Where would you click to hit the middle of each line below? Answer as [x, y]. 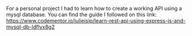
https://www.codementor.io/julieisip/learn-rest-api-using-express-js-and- [96, 21]
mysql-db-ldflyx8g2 [30, 27]
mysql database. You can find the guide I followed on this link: [82, 15]
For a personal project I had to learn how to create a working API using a [94, 8]
